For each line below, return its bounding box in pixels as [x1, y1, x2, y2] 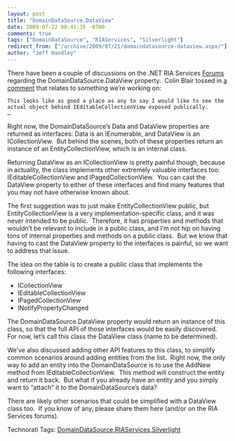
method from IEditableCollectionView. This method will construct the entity [7, 368, 225, 376]
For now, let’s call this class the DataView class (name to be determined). [7, 332, 218, 340]
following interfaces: [7, 267, 67, 276]
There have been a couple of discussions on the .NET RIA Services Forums [7, 68, 224, 77]
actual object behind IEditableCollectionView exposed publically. [7, 103, 209, 110]
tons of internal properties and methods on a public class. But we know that [7, 231, 228, 240]
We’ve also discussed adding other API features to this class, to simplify [7, 345, 215, 354]
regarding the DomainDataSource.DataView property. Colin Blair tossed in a [7, 76, 227, 84]
